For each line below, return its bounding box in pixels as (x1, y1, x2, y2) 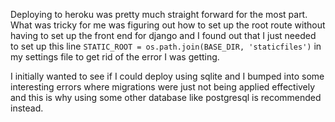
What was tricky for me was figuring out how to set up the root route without (10, 19, 326, 31)
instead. (10, 102, 44, 114)
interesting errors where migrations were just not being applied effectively (10, 81, 316, 93)
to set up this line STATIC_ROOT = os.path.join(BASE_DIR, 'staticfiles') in (10, 40, 322, 52)
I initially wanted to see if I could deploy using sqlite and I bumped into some (10, 70, 325, 82)
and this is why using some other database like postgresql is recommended (10, 92, 322, 103)
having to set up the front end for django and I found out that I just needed (10, 30, 317, 41)
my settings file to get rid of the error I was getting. (10, 51, 220, 63)
